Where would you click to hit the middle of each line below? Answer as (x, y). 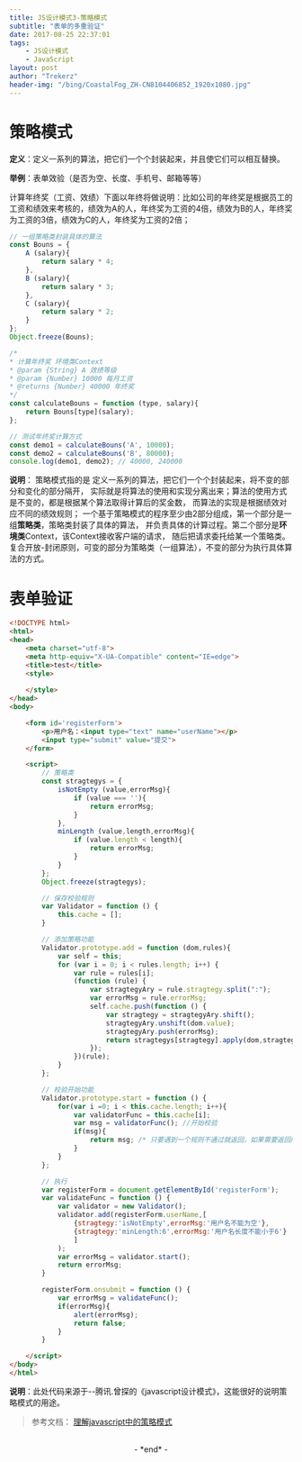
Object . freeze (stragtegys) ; (94, 882)
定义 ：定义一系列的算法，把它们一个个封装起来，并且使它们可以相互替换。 (147, 159)
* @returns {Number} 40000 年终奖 (72, 387)
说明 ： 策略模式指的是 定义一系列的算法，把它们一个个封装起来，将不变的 (145, 480)
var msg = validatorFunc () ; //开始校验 (145, 1123)
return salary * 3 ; (78, 286)
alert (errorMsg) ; (106, 1315)
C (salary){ (48, 304)
